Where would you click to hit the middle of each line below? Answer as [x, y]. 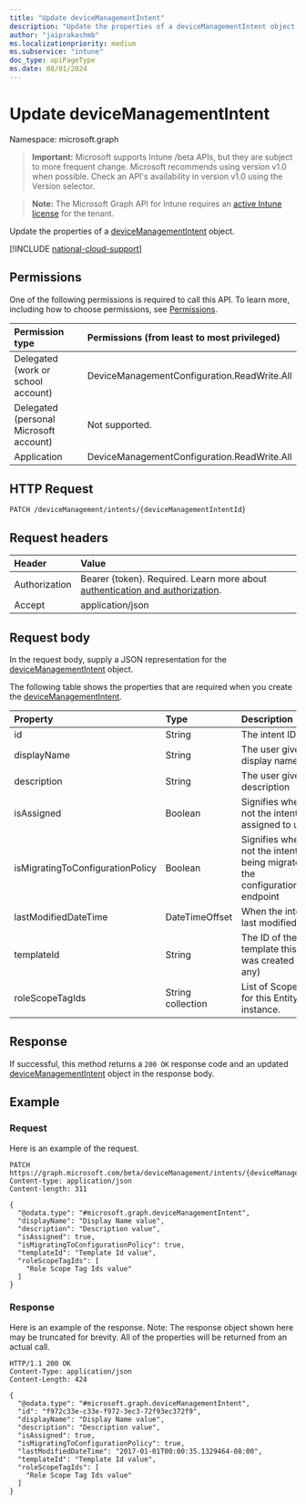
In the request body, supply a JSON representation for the [118, 660]
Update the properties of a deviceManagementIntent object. [122, 231]
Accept [30, 605]
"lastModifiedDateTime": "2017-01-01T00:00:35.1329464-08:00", [140, 1451]
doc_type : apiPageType [52, 60]
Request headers [59, 538]
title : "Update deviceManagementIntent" [87, 18]
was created [267, 961]
